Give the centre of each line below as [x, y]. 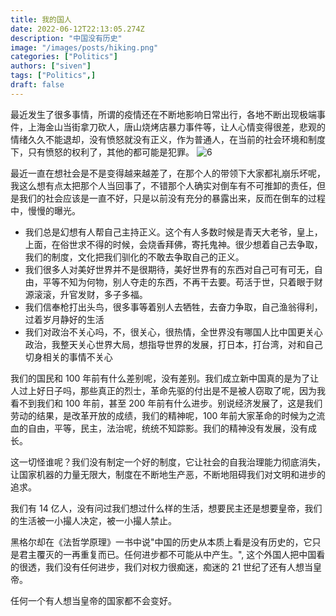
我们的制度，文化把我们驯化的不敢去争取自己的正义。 [134, 257]
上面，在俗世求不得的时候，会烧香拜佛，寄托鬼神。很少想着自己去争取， [173, 244]
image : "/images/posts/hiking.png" [84, 47]
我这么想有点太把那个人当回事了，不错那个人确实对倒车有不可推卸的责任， [163, 185]
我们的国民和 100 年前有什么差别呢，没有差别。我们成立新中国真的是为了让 [165, 378]
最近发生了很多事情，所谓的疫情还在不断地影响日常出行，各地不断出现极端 [163, 114]
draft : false [37, 85]
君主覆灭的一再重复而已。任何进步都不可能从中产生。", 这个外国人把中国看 [172, 554]
